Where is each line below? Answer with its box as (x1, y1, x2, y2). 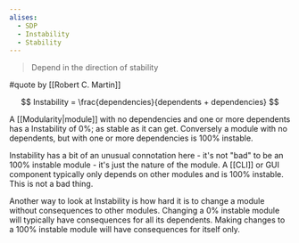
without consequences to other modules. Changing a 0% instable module (9, 206, 280, 216)
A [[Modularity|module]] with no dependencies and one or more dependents (9, 114, 291, 125)
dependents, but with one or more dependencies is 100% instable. (9, 133, 253, 143)
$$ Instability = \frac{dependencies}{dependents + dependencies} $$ (21, 97, 279, 108)
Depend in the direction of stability (30, 62, 159, 73)
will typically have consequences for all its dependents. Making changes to (9, 215, 286, 225)
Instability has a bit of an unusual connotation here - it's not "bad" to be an (9, 150, 284, 161)
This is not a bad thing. (9, 179, 94, 190)
